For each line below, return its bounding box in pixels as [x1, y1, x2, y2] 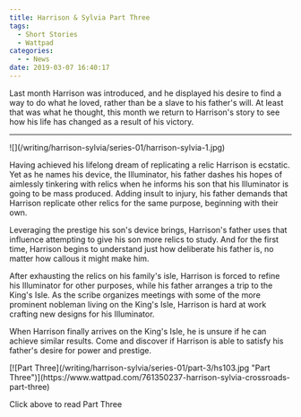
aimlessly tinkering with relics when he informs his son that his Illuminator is [9, 178, 289, 189]
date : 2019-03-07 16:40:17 [9, 64, 110, 73]
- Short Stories [17, 30, 78, 39]
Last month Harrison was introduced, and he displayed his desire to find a [9, 87, 282, 99]
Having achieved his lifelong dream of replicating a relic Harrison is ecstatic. [9, 159, 290, 170]
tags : [9, 22, 30, 30]
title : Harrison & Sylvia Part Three [9, 13, 150, 22]
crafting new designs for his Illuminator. [9, 308, 155, 319]
